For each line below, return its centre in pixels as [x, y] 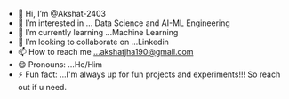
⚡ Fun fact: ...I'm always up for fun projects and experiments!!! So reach [149, 74]
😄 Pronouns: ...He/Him [60, 65]
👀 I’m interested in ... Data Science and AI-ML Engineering [124, 23]
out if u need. [42, 87]
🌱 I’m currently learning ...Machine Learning [98, 32]
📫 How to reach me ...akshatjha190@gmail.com [105, 52]
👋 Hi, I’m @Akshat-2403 [62, 14]
